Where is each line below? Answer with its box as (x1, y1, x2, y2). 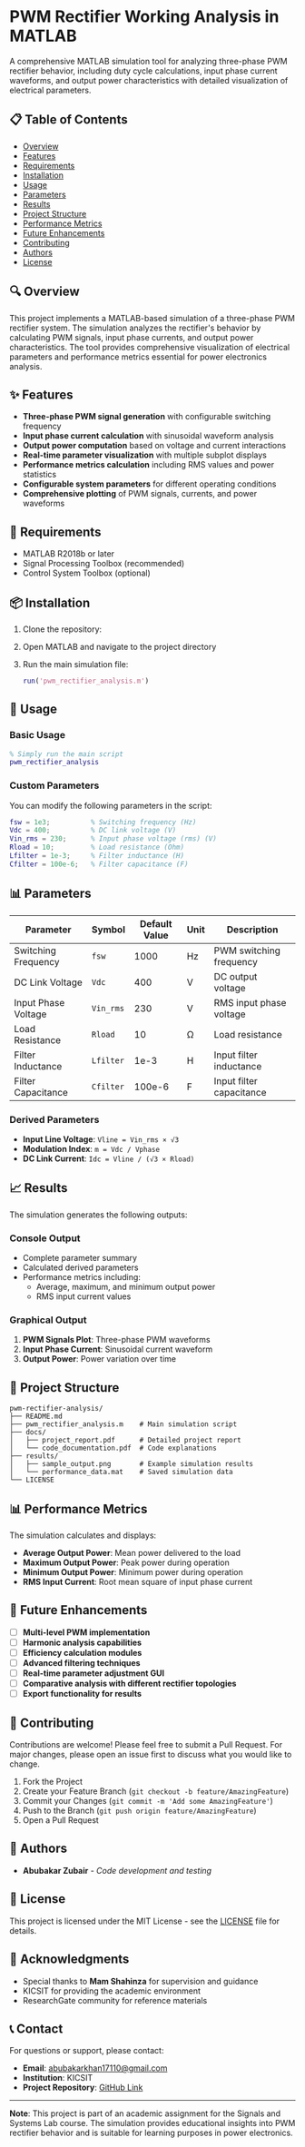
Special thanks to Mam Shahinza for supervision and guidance (22, 1975, 259, 1986)
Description (226, 923, 279, 936)
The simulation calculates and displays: (9, 1530, 157, 1541)
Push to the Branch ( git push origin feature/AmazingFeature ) (22, 1805, 257, 1817)
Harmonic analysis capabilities (22, 1637, 143, 1648)
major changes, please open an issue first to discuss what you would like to (9, 1749, 292, 1760)
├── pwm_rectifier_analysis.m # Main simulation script (9, 1420, 238, 1429)
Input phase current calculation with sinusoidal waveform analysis (22, 430, 274, 441)
